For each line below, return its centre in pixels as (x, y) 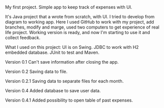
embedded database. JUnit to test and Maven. (52, 52)
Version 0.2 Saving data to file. (36, 72)
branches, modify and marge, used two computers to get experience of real (82, 27)
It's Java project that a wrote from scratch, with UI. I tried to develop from (80, 17)
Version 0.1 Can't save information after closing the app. (62, 62)
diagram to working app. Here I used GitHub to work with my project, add (80, 22)
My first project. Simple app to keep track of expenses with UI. (69, 7)
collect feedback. (23, 37)
